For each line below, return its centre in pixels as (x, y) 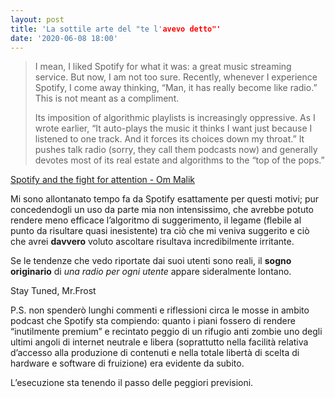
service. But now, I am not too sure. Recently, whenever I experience (176, 77)
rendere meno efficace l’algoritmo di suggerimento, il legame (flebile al (156, 220)
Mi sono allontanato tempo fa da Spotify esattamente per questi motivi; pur (165, 199)
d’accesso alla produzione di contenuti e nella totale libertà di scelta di (155, 353)
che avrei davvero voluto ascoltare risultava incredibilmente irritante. (152, 242)
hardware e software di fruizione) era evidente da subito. (127, 363)
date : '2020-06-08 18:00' (64, 38)
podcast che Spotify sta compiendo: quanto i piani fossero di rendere (153, 321)
